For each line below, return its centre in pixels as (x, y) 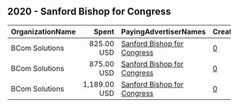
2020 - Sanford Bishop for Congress (89, 12)
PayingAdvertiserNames (164, 31)
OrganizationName (44, 31)
